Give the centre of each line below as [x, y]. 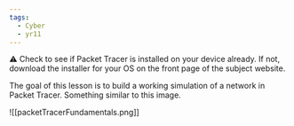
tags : [19, 17]
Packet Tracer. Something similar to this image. [95, 95]
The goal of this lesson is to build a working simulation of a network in [137, 86]
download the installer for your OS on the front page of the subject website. [147, 68]
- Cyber [32, 26]
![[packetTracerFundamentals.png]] [74, 113]
